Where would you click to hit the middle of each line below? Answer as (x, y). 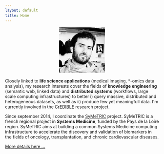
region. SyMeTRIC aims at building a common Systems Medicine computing (81, 126)
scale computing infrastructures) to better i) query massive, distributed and (81, 96)
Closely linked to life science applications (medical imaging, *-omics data (80, 81)
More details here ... (25, 146)
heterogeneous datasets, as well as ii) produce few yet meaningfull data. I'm (82, 101)
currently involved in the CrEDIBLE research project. (57, 107)
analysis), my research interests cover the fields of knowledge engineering (81, 86)
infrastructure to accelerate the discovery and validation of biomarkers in (79, 132)
